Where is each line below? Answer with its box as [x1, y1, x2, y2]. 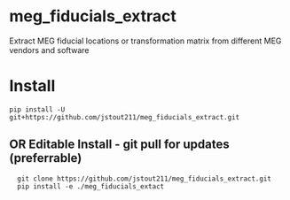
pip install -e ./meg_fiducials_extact [17, 181, 165, 191]
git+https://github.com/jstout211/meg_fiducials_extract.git [9, 112, 240, 121]
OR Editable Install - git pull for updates [9, 137, 230, 152]
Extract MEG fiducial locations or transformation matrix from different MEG [9, 35, 282, 46]
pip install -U [9, 104, 66, 114]
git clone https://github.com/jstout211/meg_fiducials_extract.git [17, 174, 272, 183]
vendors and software [9, 44, 90, 55]
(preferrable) [9, 150, 82, 165]
